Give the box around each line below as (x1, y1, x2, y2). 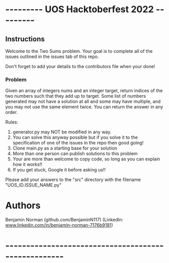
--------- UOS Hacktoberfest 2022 (5, 4, 154, 15)
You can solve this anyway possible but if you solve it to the (12, 134, 138, 140)
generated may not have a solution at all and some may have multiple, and (5, 98, 161, 105)
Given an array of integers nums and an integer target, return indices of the (5, 87, 163, 94)
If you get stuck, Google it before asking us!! (12, 167, 106, 173)
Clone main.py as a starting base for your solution (12, 145, 118, 151)
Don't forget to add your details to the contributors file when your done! (5, 64, 155, 69)
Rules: (5, 119, 19, 125)
